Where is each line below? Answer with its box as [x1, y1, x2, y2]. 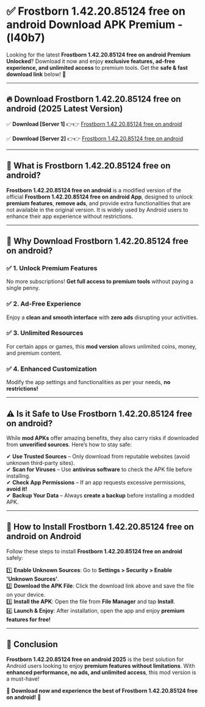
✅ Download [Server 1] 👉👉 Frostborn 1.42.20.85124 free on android [6, 120, 182, 127]
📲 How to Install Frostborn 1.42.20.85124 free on [6, 522, 194, 532]
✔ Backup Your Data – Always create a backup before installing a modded [6, 491, 195, 499]
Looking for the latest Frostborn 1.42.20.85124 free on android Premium [6, 51, 191, 58]
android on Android [6, 531, 82, 542]
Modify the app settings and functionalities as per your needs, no [6, 379, 171, 386]
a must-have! [6, 675, 40, 682]
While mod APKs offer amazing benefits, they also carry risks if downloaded [6, 434, 200, 442]
